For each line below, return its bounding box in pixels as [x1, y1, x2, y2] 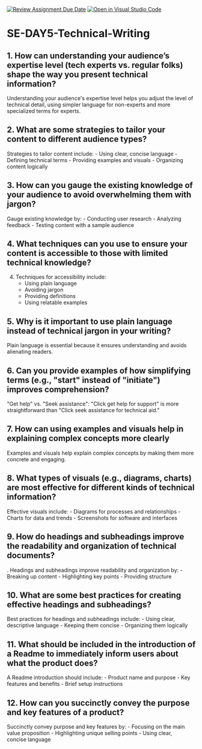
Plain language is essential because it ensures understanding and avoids [7, 342, 187, 349]
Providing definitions [24, 293, 76, 300]
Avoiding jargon [24, 286, 64, 294]
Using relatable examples [24, 299, 88, 306]
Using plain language [24, 280, 78, 287]
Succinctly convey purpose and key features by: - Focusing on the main [7, 723, 185, 730]
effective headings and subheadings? [7, 599, 152, 610]
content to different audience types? [7, 134, 147, 144]
